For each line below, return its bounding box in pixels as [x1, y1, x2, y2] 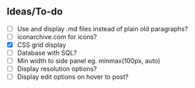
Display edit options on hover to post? [16, 72, 129, 81]
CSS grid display [16, 40, 66, 49]
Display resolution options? [16, 65, 97, 73]
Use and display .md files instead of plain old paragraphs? [16, 24, 189, 33]
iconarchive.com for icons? [16, 32, 97, 41]
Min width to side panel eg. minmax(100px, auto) [16, 57, 161, 65]
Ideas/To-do [6, 6, 64, 18]
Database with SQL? [16, 49, 77, 57]
